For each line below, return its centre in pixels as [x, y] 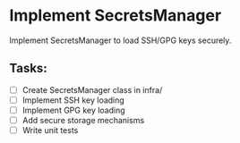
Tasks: [28, 68]
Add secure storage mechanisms [83, 120]
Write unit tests [50, 130]
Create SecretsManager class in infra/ [92, 89]
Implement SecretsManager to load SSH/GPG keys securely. [120, 40]
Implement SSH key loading [73, 100]
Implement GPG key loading [73, 110]
